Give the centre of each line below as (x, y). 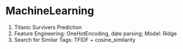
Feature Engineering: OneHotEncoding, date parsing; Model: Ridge (95, 33)
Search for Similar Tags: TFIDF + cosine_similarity (75, 40)
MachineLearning (50, 11)
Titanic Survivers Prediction (48, 27)
